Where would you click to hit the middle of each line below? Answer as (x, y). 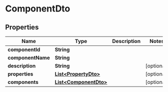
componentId (24, 49)
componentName (29, 58)
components (23, 82)
